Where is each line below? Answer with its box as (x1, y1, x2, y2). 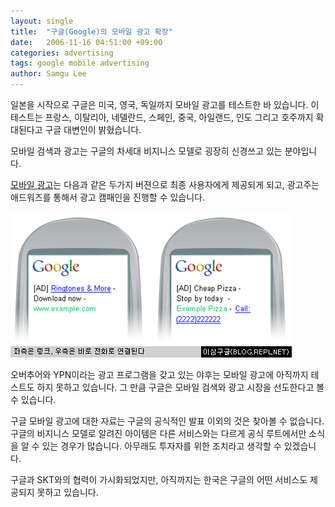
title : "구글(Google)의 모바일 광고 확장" (10, 26, 173, 37)
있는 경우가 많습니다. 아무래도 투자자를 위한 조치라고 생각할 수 (41, 440, 282, 452)
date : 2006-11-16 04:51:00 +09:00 (10, 37, 163, 47)
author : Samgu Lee (10, 69, 87, 79)
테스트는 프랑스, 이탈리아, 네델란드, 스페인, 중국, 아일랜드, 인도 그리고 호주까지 (10, 111, 314, 123)
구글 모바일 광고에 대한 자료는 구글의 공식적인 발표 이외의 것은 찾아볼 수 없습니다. (10, 415, 325, 427)
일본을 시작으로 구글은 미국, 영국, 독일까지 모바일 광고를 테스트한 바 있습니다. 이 (10, 99, 320, 110)
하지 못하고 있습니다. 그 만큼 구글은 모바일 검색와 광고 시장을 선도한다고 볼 (36, 381, 325, 393)
